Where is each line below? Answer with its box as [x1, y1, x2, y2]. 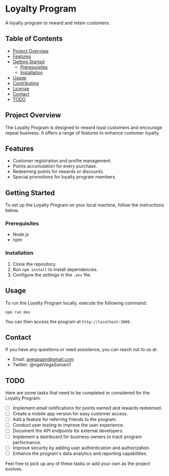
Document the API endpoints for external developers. [12, 428, 124, 434]
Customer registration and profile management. [12, 158, 112, 164]
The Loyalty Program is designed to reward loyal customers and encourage [5, 124, 162, 131]
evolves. [5, 466, 23, 472]
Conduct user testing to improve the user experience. [12, 422, 124, 428]
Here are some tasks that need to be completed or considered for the [5, 390, 150, 396]
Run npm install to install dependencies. [12, 266, 98, 272]
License [12, 85, 29, 92]
